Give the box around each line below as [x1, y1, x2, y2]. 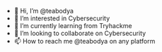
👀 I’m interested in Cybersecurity [13, 14, 110, 22]
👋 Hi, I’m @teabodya [13, 7, 74, 15]
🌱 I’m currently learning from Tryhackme [13, 22, 132, 30]
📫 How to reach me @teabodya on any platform [13, 37, 156, 45]
